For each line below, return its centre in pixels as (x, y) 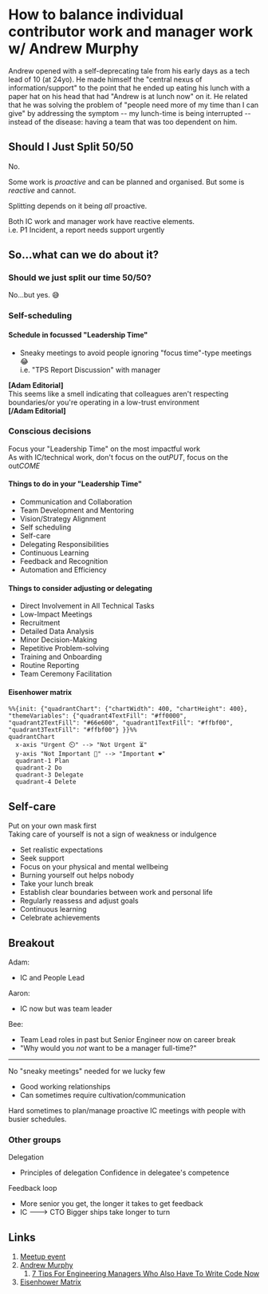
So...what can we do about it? (84, 255)
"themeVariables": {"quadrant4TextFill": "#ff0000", (98, 716)
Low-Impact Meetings (56, 614)
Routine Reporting (49, 665)
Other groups (35, 1140)
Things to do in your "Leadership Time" (75, 484)
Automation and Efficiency (63, 570)
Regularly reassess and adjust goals (79, 901)
